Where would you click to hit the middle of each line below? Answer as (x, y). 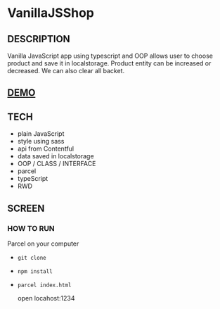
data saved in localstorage (56, 156)
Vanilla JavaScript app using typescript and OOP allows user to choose (110, 56)
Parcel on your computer (43, 244)
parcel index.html (44, 285)
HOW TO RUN (31, 228)
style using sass (41, 141)
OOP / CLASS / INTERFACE (57, 164)
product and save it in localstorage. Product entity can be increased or (109, 63)
